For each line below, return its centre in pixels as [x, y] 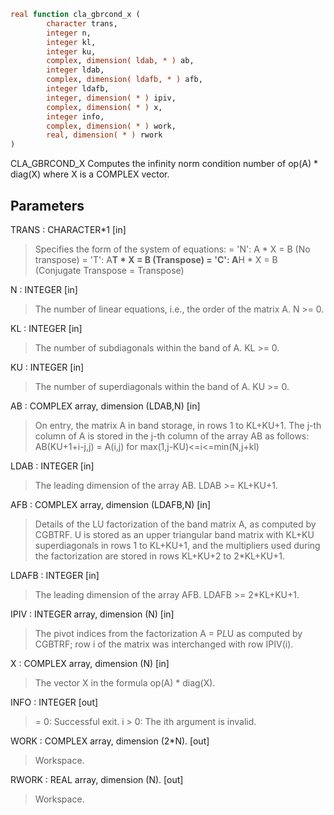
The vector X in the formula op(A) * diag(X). [125, 682]
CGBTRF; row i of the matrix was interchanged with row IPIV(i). [164, 644]
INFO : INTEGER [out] [54, 702]
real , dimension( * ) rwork [104, 135]
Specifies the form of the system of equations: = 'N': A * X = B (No [172, 249]
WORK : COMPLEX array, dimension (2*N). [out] [110, 741]
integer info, [75, 116]
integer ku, [71, 51]
